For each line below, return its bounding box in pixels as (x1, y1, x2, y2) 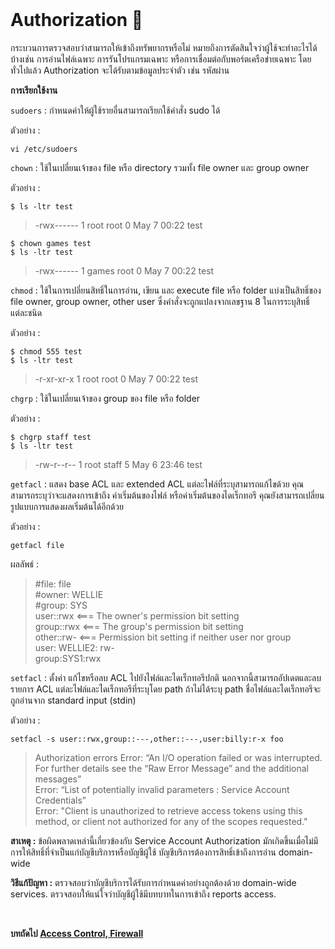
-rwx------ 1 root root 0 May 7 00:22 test (34, 219, 203, 231)
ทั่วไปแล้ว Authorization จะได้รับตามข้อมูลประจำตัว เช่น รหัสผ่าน (10, 64, 230, 76)
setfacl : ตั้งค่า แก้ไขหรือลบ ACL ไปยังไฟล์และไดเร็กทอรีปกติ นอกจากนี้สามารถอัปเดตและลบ (10, 671, 322, 683)
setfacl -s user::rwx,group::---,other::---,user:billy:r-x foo (10, 734, 284, 744)
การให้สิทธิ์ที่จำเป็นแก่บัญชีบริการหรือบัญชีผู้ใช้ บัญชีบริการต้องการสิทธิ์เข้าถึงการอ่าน (10, 846, 277, 858)
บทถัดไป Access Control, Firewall (10, 927, 144, 939)
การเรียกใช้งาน (10, 84, 58, 96)
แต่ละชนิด (10, 306, 43, 318)
